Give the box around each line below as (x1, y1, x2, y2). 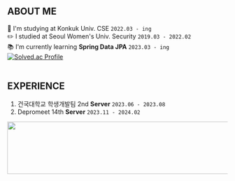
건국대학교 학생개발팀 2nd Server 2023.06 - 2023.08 (17, 99, 166, 108)
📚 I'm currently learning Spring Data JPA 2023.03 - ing (7, 42, 170, 51)
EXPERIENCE (7, 80, 65, 92)
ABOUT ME (7, 6, 57, 17)
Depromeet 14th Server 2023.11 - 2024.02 (17, 108, 141, 116)
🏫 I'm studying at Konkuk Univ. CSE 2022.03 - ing (7, 24, 152, 32)
